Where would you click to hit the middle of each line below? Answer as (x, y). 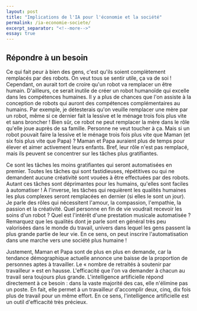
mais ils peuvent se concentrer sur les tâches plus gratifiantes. (82, 153)
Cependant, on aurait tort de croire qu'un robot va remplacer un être (89, 84)
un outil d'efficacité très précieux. (47, 302)
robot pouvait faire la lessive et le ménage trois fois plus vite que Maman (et (98, 134)
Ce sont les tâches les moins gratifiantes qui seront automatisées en (89, 165)
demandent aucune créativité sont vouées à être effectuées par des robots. (98, 177)
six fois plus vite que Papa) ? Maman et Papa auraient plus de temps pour (96, 141)
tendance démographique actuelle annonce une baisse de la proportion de (97, 258)
